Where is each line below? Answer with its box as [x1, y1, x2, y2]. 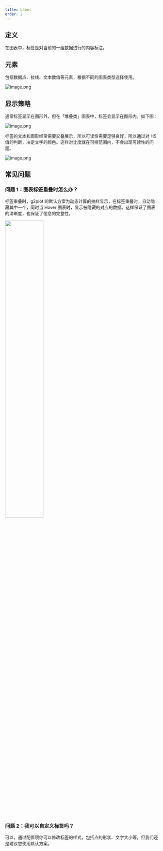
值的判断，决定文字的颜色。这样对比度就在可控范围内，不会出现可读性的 [5, 139, 149, 145]
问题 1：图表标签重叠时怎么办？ [5, 186, 78, 193]
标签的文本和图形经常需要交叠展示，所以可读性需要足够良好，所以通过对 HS [5, 133, 157, 139]
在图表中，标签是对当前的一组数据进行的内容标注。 [5, 45, 107, 51]
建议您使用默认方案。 [9, 840, 52, 846]
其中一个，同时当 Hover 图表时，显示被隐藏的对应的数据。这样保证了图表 [9, 204, 156, 210]
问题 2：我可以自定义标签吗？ [5, 822, 74, 829]
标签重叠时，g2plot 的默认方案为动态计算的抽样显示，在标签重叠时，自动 [5, 198, 151, 204]
